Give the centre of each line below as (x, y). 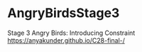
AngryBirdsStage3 (64, 13)
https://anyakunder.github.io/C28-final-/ (66, 40)
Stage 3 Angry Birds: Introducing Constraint (71, 33)
